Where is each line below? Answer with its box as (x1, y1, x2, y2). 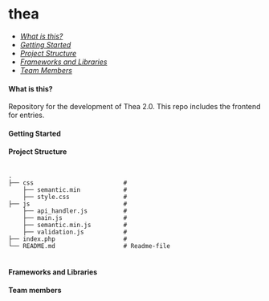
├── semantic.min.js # (22, 221, 128, 229)
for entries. (8, 110, 45, 120)
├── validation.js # (22, 228, 128, 236)
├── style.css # (22, 193, 128, 201)
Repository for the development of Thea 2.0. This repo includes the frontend (8, 102, 261, 112)
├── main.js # (22, 214, 128, 222)
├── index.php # (8, 234, 128, 243)
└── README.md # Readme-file (8, 242, 171, 250)
